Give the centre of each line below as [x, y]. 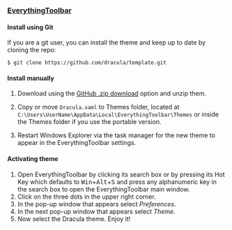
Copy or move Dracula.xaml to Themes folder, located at [98, 107]
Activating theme [33, 158]
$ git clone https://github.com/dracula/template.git [87, 63]
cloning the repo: [32, 50]
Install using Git [30, 27]
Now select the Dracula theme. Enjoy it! [74, 219]
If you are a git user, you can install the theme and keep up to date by [107, 43]
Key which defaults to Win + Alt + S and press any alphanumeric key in [117, 182]
